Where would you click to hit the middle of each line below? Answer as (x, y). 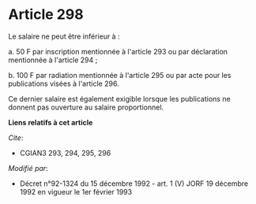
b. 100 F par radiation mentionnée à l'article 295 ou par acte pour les (120, 75)
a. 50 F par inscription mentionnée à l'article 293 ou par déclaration (118, 51)
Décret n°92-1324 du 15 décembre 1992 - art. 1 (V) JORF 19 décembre (134, 184)
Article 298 (46, 15)
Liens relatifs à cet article (51, 122)
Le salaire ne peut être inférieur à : (64, 36)
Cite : (16, 137)
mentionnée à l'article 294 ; (53, 60)
